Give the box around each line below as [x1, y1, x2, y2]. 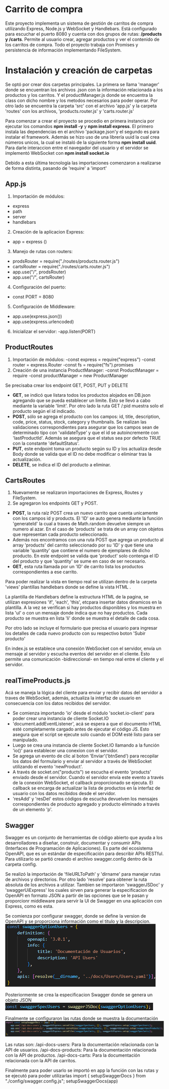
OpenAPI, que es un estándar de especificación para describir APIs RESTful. [5, 851, 164, 857]
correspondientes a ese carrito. [12, 569, 78, 575]
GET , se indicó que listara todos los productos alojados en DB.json [12, 392, 151, 398]
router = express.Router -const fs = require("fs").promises [12, 361, 134, 368]
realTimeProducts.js [5, 676, 70, 685]
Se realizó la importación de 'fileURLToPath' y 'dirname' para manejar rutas [5, 871, 161, 877]
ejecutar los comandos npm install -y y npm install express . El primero [5, 123, 153, 129]
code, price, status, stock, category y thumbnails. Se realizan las [12, 418, 147, 425]
